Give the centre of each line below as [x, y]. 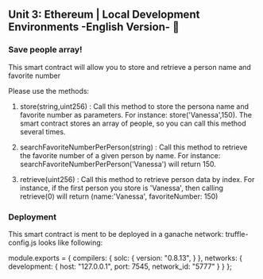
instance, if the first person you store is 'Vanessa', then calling [122, 188]
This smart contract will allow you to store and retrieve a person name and [130, 67]
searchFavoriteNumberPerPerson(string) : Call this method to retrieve [133, 147]
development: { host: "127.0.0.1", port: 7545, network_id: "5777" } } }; [120, 266]
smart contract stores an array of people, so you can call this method [133, 123]
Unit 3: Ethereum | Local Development [104, 15]
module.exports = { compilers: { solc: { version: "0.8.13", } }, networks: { [125, 258]
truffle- [237, 234]
